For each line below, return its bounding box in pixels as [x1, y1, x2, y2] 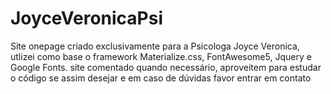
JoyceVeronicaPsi [10, 7, 164, 30]
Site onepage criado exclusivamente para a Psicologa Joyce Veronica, [10, 40, 300, 52]
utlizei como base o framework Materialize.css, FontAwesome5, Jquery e [10, 50, 312, 62]
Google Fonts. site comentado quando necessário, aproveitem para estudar [10, 61, 322, 73]
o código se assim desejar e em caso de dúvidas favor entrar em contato [10, 72, 312, 84]
